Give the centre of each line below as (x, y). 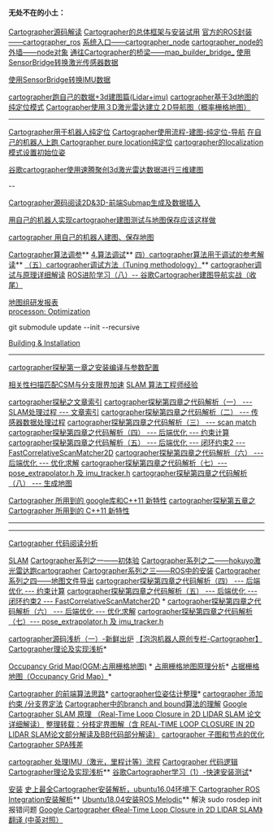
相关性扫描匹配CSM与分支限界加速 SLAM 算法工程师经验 (103, 385)
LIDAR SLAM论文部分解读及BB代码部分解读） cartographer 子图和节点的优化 (136, 734)
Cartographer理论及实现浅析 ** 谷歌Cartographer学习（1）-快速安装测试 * (130, 772)
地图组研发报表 (33, 303)
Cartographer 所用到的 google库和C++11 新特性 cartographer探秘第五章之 (132, 501)
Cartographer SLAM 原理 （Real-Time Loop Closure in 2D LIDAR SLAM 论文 (135, 714)
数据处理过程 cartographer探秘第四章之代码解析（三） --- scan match (139, 422)
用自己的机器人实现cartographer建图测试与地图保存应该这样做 (113, 220)
